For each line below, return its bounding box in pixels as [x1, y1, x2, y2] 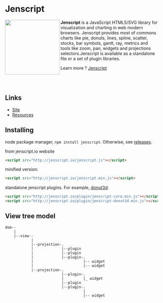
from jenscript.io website [5, 148, 55, 154]
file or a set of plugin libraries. [60, 55, 120, 61]
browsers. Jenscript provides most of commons [60, 30, 157, 36]
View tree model [5, 212, 56, 220]
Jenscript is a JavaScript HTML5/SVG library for [60, 19, 158, 25]
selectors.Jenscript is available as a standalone [60, 50, 155, 56]
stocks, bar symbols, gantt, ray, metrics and [60, 40, 148, 46]
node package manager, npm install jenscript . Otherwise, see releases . [5, 139, 152, 144]
